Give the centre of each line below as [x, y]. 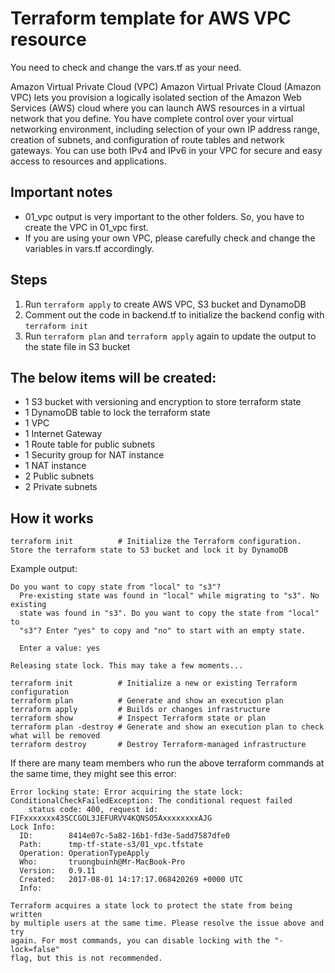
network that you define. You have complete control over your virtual [152, 118]
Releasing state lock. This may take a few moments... [127, 666]
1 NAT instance [55, 466]
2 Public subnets [59, 476]
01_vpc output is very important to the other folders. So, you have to [164, 216]
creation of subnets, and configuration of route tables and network [147, 139]
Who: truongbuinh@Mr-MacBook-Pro [102, 862]
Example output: [44, 569]
